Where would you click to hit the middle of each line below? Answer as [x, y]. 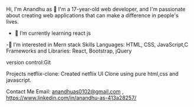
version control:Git [29, 62]
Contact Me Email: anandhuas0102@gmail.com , [65, 91]
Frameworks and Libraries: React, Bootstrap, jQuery [69, 51]
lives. [12, 22]
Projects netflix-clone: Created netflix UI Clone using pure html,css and [92, 74]
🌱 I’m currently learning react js [53, 33]
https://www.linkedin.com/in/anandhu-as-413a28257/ [71, 98]
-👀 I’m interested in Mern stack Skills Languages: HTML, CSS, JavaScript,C [97, 45]
